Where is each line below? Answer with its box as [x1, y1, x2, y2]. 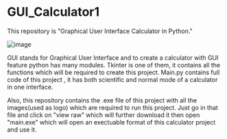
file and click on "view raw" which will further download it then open [7, 111, 200, 119]
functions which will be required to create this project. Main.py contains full [7, 68, 220, 76]
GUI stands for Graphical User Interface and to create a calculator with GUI [7, 53, 219, 62]
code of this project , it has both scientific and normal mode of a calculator [7, 75, 218, 83]
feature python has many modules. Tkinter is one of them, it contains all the [7, 61, 221, 69]
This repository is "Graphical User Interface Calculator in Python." [7, 27, 193, 35]
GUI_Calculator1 [7, 4, 100, 20]
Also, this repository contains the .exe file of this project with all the [7, 96, 198, 104]
